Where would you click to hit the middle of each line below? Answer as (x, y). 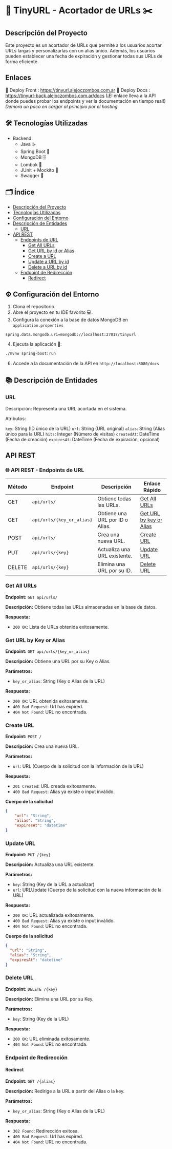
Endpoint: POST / (24, 737)
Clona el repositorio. (34, 307)
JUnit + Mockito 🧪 (39, 170)
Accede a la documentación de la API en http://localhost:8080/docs (86, 364)
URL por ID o (113, 520)
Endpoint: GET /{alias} (30, 1081)
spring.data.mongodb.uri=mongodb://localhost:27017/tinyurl (71, 335)
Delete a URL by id (48, 267)
